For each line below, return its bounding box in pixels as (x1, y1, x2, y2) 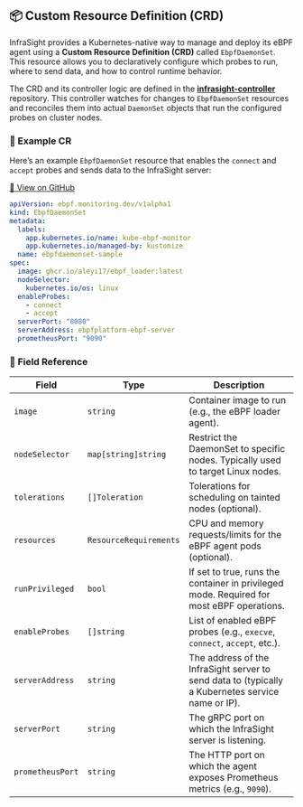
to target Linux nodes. (188, 465, 281, 478)
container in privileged (188, 577, 284, 590)
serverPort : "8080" (17, 317, 91, 326)
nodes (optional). (188, 502, 262, 515)
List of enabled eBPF (188, 615, 277, 627)
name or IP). (188, 697, 241, 709)
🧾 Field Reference (9, 355, 88, 368)
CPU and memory (188, 517, 264, 530)
